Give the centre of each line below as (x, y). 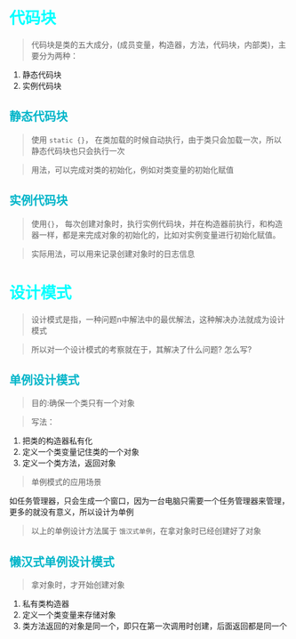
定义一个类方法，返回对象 (69, 463)
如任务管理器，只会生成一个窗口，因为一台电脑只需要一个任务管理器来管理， (149, 501)
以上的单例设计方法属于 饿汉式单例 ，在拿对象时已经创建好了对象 (146, 531)
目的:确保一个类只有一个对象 (83, 403)
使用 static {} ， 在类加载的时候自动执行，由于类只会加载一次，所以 (156, 140)
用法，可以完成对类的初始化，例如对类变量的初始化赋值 (132, 169)
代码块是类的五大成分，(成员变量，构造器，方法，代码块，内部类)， (155, 44)
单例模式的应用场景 (66, 482)
